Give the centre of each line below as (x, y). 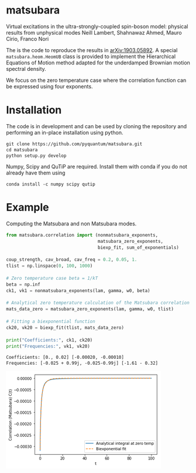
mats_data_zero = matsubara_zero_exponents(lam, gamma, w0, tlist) (90, 309)
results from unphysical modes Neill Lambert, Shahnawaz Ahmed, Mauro (94, 32)
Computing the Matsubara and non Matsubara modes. (71, 224)
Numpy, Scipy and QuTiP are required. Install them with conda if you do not (97, 166)
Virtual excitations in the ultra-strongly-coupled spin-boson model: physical (97, 26)
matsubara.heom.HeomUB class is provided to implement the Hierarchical (91, 56)
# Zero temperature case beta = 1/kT (52, 278)
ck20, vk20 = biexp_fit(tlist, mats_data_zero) (65, 328)
